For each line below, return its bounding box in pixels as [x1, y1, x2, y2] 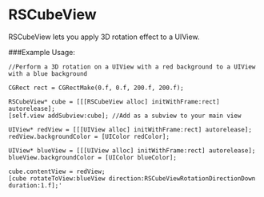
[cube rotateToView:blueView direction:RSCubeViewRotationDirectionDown [8, 174, 256, 183]
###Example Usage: [8, 47, 76, 57]
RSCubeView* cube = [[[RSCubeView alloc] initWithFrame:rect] [8, 97, 220, 105]
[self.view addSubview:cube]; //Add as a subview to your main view [8, 112, 242, 120]
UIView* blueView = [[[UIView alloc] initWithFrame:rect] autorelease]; [8, 146, 256, 155]
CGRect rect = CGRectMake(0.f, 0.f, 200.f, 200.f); [8, 84, 184, 92]
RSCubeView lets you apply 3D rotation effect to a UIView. [8, 32, 200, 41]
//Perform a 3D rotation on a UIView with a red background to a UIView [8, 62, 256, 71]
